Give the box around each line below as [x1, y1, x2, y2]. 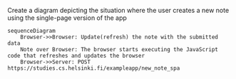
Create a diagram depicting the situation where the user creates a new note [7, 6, 230, 14]
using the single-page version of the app [7, 14, 127, 22]
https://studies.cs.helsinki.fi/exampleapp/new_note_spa [7, 65, 180, 72]
